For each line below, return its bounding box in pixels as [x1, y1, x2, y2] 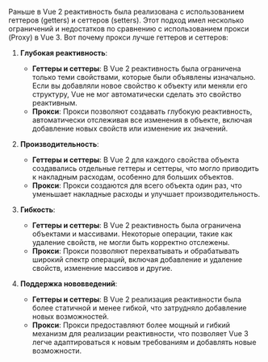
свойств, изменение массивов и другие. [31, 264, 173, 273]
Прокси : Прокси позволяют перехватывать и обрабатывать [31, 246, 240, 256]
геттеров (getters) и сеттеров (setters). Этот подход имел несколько [8, 15, 245, 25]
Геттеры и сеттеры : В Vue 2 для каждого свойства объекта [31, 155, 240, 164]
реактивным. [31, 98, 78, 107]
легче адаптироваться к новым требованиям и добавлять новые [31, 338, 257, 347]
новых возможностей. [31, 312, 109, 321]
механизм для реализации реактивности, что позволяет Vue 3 [31, 329, 249, 338]
